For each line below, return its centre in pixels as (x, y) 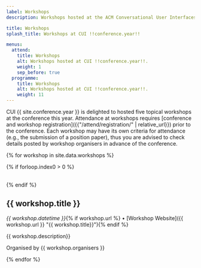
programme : (25, 78)
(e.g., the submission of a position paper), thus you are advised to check (96, 137)
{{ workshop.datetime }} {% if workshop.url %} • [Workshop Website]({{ (95, 218)
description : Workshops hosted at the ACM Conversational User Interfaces (101, 17)
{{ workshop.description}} (38, 236)
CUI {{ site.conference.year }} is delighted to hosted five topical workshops (99, 112)
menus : (14, 45)
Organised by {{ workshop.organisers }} (55, 248)
